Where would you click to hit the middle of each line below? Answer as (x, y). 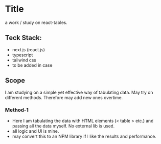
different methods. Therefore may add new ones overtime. (64, 97)
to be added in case (32, 65)
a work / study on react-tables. (36, 22)
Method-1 (17, 110)
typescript (23, 55)
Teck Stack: (23, 38)
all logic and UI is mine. (35, 131)
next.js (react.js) (28, 49)
